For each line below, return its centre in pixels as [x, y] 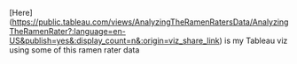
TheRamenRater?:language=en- [67, 31]
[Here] [21, 13]
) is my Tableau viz [254, 40]
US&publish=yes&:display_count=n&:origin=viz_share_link [114, 40]
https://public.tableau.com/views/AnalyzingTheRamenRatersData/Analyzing [150, 22]
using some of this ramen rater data [74, 50]
